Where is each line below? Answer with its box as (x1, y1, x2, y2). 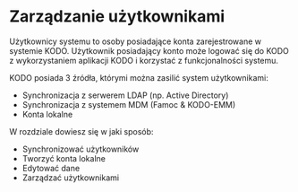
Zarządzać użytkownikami (21, 172, 119, 183)
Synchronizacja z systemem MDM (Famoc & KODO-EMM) (21, 99, 236, 109)
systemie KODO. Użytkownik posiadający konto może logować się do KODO (9, 45, 289, 56)
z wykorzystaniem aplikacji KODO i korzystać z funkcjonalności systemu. (9, 55, 279, 65)
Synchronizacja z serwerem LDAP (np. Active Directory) (21, 90, 229, 100)
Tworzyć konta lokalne (21, 153, 106, 163)
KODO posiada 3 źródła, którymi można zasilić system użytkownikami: (9, 72, 268, 83)
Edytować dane (21, 162, 81, 173)
